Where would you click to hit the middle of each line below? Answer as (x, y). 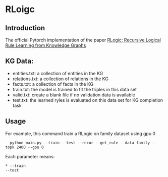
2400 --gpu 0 (30, 147)
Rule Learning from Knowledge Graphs (46, 45)
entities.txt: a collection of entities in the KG (58, 73)
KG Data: (19, 61)
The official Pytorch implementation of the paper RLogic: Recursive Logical (83, 40)
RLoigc (20, 9)
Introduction (25, 28)
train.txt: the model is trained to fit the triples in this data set (75, 89)
